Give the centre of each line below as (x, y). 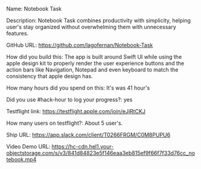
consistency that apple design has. (49, 76)
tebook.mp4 (21, 159)
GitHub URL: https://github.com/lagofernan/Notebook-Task (80, 45)
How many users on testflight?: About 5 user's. (65, 123)
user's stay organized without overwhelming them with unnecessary (91, 27)
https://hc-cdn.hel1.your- (83, 147)
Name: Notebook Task (34, 9)
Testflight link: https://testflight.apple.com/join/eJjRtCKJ (76, 111)
